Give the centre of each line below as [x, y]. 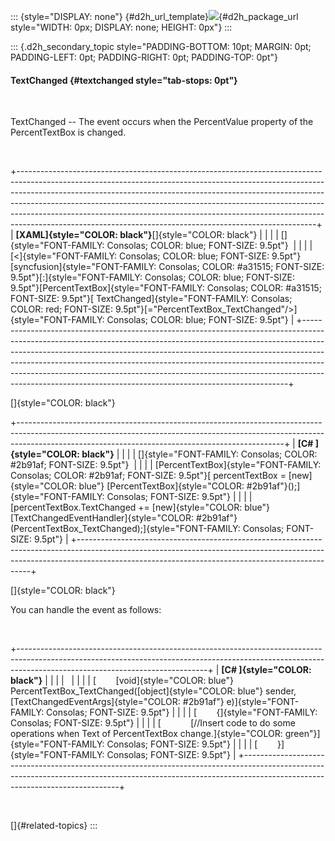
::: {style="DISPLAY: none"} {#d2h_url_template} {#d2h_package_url [154, 16]
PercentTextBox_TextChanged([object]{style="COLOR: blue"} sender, [153, 691]
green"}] [302, 734]
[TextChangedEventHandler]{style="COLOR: [102, 518]
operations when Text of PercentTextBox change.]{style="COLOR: [146, 734]
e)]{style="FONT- [263, 702]
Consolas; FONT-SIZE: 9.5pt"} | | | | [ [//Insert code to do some [153, 723]
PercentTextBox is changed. [68, 132]
